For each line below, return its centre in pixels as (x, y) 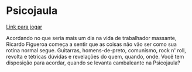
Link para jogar (24, 27)
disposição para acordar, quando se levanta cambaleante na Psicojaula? (93, 63)
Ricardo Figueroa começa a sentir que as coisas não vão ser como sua (92, 44)
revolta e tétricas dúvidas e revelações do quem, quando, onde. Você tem (95, 56)
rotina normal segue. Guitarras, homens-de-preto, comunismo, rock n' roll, (96, 50)
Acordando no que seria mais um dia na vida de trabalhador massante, (91, 38)
